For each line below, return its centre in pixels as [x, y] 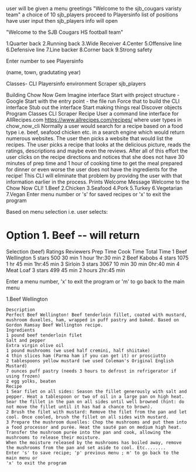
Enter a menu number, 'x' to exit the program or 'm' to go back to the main [95, 281]
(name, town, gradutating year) [43, 72]
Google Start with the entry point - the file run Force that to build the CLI [93, 101]
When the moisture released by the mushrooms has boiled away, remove [94, 442]
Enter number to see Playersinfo [45, 61]
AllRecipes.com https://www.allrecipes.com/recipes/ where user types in [94, 120]
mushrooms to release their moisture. [53, 438]
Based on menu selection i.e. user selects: [57, 212]
